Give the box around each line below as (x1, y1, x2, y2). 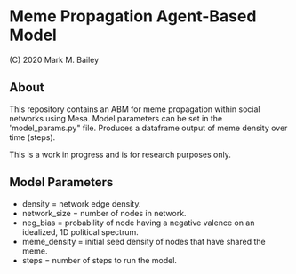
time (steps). (9, 131, 56, 143)
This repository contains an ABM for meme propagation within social (9, 104, 260, 114)
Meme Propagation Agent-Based (9, 6, 257, 27)
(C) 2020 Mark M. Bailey (9, 54, 100, 65)
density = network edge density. (21, 198, 141, 209)
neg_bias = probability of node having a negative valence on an (21, 217, 255, 228)
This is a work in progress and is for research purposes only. (9, 149, 231, 160)
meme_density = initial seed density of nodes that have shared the (21, 236, 266, 247)
